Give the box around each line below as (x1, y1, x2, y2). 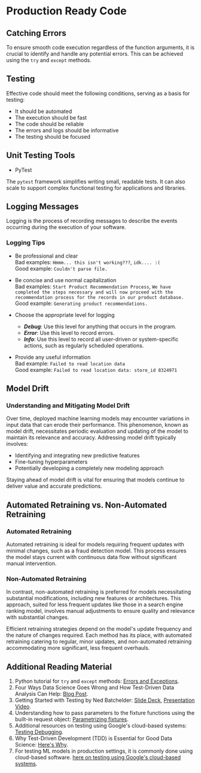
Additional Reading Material (6, 662, 112, 672)
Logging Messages (6, 201, 79, 212)
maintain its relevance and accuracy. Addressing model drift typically (6, 434, 176, 441)
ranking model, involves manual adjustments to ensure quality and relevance (6, 607, 195, 615)
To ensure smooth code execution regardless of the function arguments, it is (6, 44, 195, 51)
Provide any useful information (14, 353, 91, 360)
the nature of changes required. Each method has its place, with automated (6, 632, 192, 639)
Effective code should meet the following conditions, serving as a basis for (6, 90, 190, 97)
